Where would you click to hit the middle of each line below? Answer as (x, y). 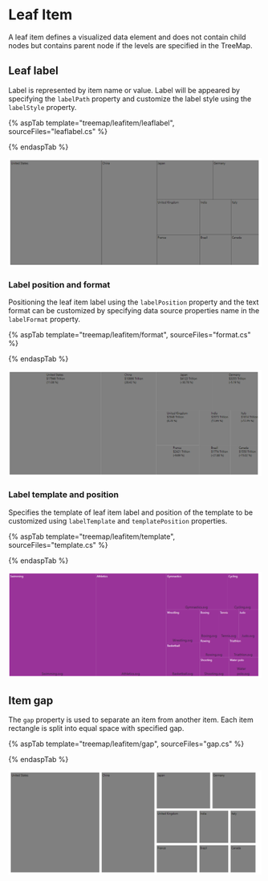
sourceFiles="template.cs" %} (58, 545)
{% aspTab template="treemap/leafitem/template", (92, 536)
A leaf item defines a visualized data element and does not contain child (127, 37)
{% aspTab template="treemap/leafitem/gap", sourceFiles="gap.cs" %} (126, 744)
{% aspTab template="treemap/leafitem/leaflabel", (91, 123)
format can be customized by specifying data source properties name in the (134, 311)
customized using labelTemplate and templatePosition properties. (118, 520)
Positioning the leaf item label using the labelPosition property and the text (134, 302)
